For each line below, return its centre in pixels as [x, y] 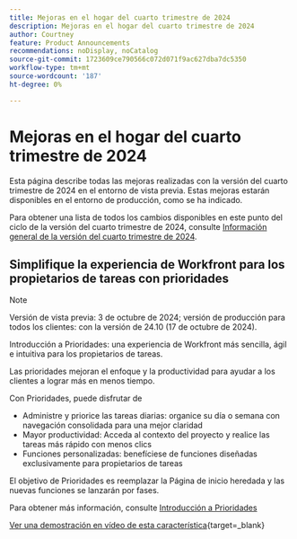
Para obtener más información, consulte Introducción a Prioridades [133, 508]
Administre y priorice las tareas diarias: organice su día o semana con [151, 416]
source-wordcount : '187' [56, 76]
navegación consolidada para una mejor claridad [113, 425]
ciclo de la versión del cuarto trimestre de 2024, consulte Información [138, 226]
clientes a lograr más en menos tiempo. [82, 381]
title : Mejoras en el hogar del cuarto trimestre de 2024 [120, 18]
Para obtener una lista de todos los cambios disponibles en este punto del [146, 217]
